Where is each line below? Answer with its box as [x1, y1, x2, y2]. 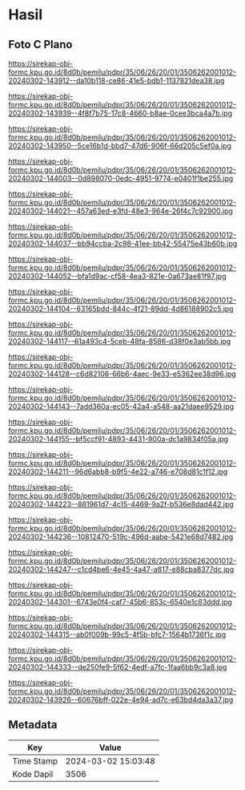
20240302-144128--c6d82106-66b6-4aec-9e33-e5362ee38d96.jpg [8, 369, 236, 379]
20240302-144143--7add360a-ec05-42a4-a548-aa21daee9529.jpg [8, 402, 235, 411]
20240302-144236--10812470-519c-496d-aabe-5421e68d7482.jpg [8, 532, 234, 541]
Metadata [8, 718, 58, 731]
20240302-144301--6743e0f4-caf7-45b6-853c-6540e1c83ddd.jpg [8, 598, 232, 606]
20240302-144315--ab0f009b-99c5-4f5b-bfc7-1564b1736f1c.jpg [8, 630, 227, 639]
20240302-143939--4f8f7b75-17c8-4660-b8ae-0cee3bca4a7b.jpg [8, 108, 233, 118]
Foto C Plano [8, 38, 73, 51]
